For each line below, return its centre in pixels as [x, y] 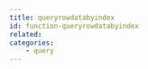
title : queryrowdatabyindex [62, 17]
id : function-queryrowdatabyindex [74, 26]
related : [26, 34]
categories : [32, 43]
